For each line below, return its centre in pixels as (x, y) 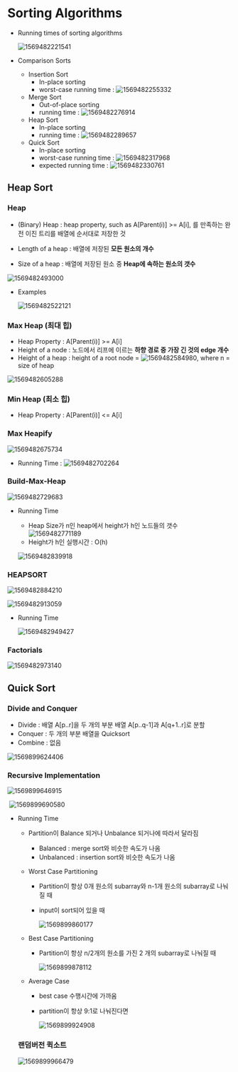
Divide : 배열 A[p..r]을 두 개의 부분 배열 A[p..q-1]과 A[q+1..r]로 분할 (111, 725)
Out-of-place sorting (69, 104)
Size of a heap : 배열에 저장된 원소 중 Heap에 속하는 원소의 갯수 (107, 264)
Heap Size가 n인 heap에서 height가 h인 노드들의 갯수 (103, 525)
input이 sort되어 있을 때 (72, 910)
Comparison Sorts (44, 60)
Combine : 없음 (39, 742)
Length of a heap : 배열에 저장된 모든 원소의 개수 (86, 248)
